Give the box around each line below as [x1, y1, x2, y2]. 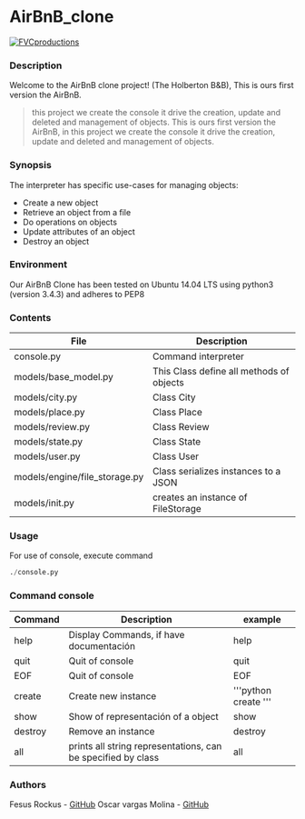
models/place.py [14, 406, 85, 419]
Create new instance [68, 689, 157, 702]
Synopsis [9, 159, 52, 172]
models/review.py [14, 421, 91, 434]
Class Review [152, 421, 210, 434]
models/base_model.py [14, 371, 113, 384]
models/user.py [14, 450, 81, 463]
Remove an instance [68, 724, 155, 737]
